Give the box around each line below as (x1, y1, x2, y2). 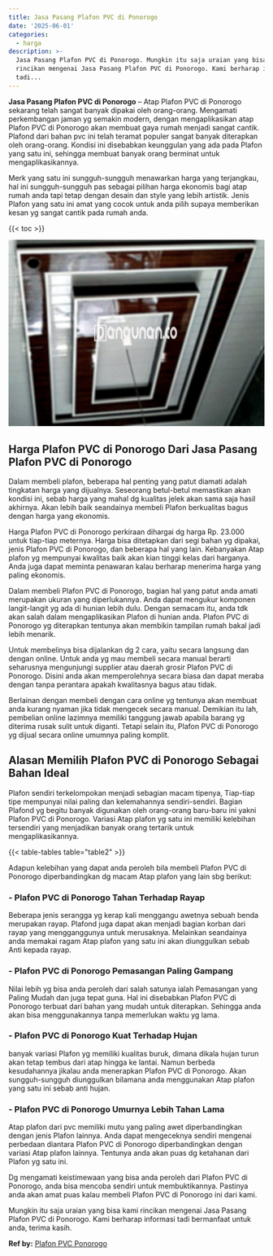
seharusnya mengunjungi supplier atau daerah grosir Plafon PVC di (8, 662, 233, 672)
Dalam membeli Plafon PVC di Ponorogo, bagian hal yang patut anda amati (8, 586, 258, 596)
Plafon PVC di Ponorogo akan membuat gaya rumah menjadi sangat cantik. (8, 122, 260, 132)
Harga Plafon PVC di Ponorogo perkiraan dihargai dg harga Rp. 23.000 (8, 527, 245, 537)
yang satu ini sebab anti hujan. (8, 1083, 111, 1093)
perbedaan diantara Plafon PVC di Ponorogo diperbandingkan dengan (8, 1140, 243, 1149)
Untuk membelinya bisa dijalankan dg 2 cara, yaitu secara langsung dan (8, 645, 249, 655)
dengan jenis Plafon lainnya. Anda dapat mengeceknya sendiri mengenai (8, 1131, 252, 1140)
